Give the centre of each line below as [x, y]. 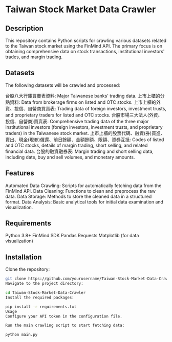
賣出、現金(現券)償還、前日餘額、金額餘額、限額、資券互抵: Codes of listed [85, 140]
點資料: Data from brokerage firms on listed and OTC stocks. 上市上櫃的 [81, 102]
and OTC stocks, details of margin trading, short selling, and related [77, 145]
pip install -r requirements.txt [41, 307]
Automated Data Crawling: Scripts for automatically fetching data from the [83, 186]
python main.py [21, 335]
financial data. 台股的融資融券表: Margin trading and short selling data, [79, 151]
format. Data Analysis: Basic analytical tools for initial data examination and [84, 202]
